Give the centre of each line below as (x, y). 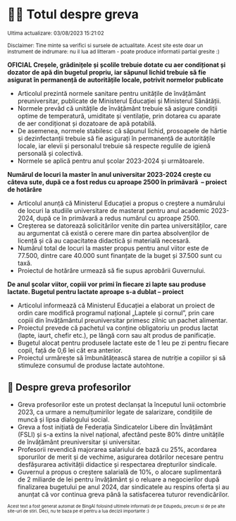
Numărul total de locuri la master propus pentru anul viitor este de (113, 248)
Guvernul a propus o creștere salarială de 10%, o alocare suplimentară (119, 472)
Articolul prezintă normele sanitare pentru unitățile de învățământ (112, 93)
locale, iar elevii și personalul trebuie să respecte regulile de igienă (114, 146)
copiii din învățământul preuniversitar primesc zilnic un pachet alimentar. (123, 320)
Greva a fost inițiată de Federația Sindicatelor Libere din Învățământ (115, 427)
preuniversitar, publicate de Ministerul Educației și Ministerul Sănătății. (119, 101)
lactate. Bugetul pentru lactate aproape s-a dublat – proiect (96, 291)
